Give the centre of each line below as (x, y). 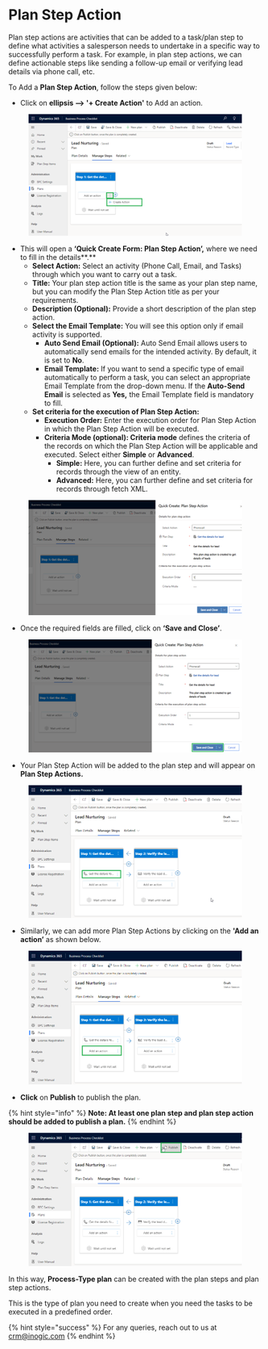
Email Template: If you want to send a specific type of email (144, 368)
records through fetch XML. (102, 488)
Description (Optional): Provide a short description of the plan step (144, 308)
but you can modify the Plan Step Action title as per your (126, 291)
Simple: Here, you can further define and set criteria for (148, 463)
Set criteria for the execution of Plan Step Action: (115, 411)
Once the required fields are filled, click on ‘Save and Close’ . (121, 628)
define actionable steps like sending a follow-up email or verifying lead (126, 63)
